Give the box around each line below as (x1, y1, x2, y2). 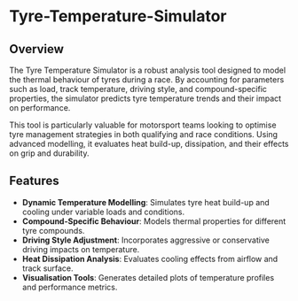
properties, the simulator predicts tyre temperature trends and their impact (9, 93, 282, 104)
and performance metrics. (21, 282, 118, 292)
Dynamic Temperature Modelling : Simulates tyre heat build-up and (21, 197, 271, 207)
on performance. (9, 103, 71, 112)
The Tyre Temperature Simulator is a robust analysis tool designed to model (9, 65, 286, 75)
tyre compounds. (21, 225, 85, 235)
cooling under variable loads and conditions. (21, 206, 185, 217)
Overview (9, 42, 65, 57)
